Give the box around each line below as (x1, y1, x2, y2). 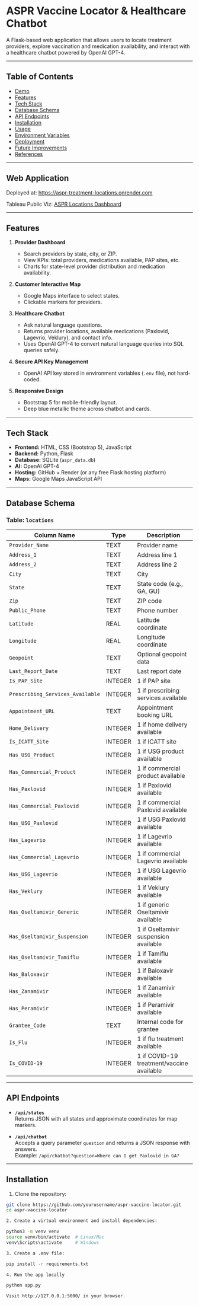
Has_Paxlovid (9, 786, 46, 792)
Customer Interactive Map (14, 280, 81, 288)
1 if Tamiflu (137, 949, 169, 958)
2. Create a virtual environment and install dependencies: (6, 1218, 158, 1224)
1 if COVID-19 (137, 1051, 178, 1060)
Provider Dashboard (14, 239, 66, 246)
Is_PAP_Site (9, 677, 43, 684)
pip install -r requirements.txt (6, 1261, 89, 1267)
